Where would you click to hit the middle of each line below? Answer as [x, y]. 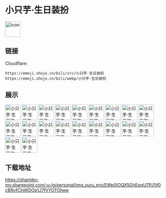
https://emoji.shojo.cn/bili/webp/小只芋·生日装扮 [56, 79]
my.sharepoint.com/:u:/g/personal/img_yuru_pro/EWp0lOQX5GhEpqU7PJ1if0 [83, 185]
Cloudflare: [17, 63]
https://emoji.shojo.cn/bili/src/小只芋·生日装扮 [55, 73]
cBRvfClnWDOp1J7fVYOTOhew [37, 190]
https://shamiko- [22, 180]
